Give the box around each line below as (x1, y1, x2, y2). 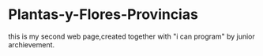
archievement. (8, 39, 55, 49)
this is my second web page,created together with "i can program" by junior (8, 32, 255, 41)
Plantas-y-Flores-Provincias (8, 6, 199, 24)
